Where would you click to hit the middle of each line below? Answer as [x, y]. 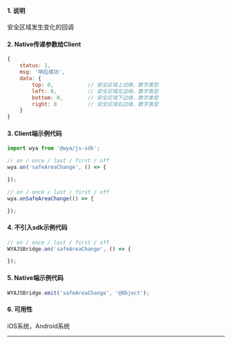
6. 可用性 [20, 309]
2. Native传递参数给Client [44, 44]
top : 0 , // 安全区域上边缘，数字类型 [95, 85]
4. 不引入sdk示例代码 [37, 227]
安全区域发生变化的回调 [40, 27]
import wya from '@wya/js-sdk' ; [54, 148]
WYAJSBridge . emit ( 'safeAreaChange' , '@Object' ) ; [78, 293]
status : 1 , [35, 65]
